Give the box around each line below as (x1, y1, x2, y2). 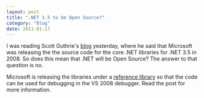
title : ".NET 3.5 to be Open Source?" (6, 15, 105, 21)
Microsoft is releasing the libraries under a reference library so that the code (6, 73, 198, 80)
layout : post (6, 8, 40, 15)
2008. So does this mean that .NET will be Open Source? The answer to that (6, 55, 198, 62)
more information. (6, 86, 51, 94)
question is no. (6, 62, 44, 69)
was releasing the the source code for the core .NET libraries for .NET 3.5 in (6, 49, 197, 56)
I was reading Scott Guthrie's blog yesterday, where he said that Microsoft (6, 42, 193, 50)
